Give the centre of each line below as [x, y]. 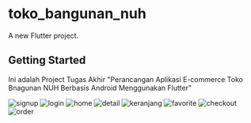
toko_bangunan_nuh [77, 14]
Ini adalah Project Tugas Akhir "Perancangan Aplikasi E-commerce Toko [126, 79]
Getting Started [47, 60]
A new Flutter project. [44, 35]
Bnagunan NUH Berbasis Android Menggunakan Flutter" [100, 88]
